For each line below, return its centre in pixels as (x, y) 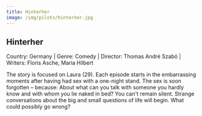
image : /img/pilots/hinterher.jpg (50, 18)
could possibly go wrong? (38, 107)
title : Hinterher (28, 12)
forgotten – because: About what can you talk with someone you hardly (95, 88)
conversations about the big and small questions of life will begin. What (95, 100)
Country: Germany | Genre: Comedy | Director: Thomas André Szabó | (94, 56)
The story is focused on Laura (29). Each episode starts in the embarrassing (101, 75)
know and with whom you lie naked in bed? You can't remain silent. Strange (100, 94)
